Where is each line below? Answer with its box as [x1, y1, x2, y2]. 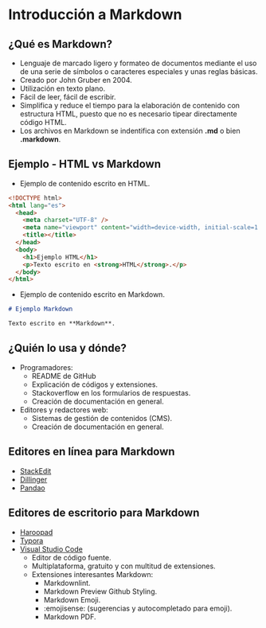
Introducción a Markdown [8, 6, 182, 24]
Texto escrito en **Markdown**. [8, 320, 115, 328]
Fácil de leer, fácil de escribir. [19, 92, 117, 101]
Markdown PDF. [43, 611, 97, 622]
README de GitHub [31, 371, 97, 380]
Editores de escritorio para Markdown [8, 506, 200, 520]
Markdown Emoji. [43, 595, 101, 604]
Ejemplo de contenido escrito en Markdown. [19, 290, 166, 299]
